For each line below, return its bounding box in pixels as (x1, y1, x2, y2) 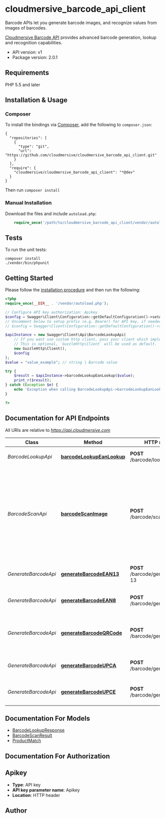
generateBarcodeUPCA (60, 662, 116, 669)
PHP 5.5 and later (5, 82, 41, 87)
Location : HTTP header (12, 792, 60, 798)
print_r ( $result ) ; (14, 378, 52, 383)
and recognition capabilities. (5, 39, 62, 45)
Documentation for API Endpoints (5, 414, 110, 423)
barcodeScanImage (60, 510, 108, 517)
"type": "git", (18, 144, 50, 149)
